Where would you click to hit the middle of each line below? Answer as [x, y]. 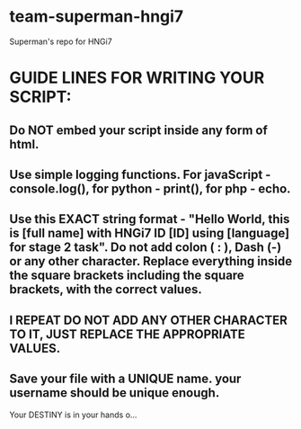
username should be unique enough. [115, 393]
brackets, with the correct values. [106, 290]
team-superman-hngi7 [97, 17]
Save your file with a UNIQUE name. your [125, 379]
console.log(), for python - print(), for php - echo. [150, 188]
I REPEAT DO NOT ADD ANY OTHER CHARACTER [148, 320]
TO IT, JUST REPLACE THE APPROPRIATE [127, 334]
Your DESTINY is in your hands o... [73, 415]
